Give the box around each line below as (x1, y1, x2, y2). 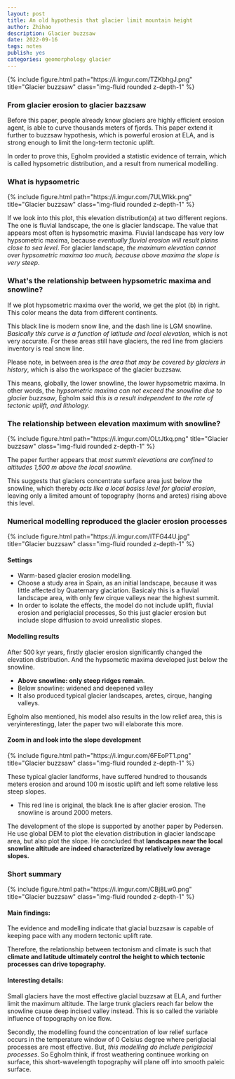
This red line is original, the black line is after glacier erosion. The (17, 801, 206, 809)
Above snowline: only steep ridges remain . (17, 676, 145, 684)
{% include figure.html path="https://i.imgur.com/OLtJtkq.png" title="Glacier (7, 434, 229, 442)
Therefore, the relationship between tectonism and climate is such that (7, 945, 212, 954)
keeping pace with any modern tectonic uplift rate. (7, 932, 153, 940)
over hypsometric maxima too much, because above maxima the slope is (7, 251, 220, 259)
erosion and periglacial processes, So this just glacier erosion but (17, 609, 207, 617)
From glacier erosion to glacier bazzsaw (7, 100, 147, 109)
